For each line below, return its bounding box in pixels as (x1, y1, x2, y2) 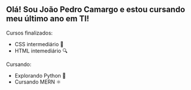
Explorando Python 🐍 (14, 72, 66, 79)
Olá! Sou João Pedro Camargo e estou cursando (6, 5, 185, 15)
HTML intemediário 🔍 (14, 47, 68, 54)
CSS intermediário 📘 (14, 40, 64, 47)
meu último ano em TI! (6, 14, 89, 24)
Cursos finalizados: (6, 29, 53, 36)
